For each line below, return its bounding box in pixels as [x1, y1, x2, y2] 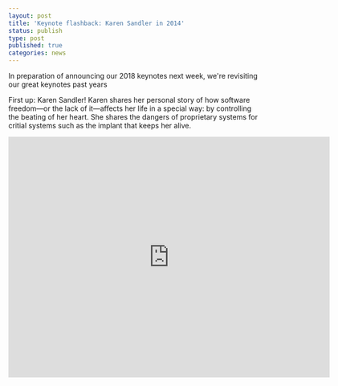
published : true [8, 42, 63, 50]
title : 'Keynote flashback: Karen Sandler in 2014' [8, 19, 185, 27]
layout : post [8, 11, 52, 20]
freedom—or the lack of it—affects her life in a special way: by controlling [8, 104, 252, 113]
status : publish [8, 26, 63, 35]
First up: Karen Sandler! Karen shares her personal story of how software [8, 95, 250, 104]
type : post [8, 34, 45, 43]
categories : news [8, 49, 67, 57]
